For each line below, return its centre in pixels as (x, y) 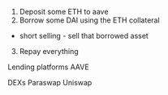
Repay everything (49, 51)
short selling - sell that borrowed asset (84, 36)
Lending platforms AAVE (49, 67)
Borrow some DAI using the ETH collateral (89, 20)
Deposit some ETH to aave (64, 12)
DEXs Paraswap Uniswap (50, 83)
